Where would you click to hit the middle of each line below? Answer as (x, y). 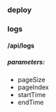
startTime (32, 95)
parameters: (26, 62)
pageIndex (33, 87)
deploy (19, 10)
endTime (30, 102)
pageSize (32, 80)
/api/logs (21, 46)
